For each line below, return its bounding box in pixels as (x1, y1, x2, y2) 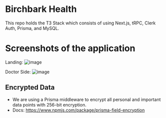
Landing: (5, 59, 23, 65)
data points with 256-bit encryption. (12, 102, 87, 108)
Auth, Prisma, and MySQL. (5, 25, 59, 31)
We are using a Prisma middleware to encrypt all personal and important (12, 96, 161, 103)
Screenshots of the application (5, 43, 136, 54)
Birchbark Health (5, 3, 77, 15)
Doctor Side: (5, 69, 31, 75)
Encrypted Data (5, 83, 55, 92)
